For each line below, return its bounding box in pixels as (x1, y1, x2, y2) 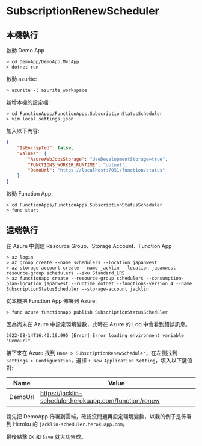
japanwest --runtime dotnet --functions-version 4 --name (44, 280, 192, 286)
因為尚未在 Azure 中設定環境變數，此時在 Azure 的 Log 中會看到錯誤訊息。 (6, 320, 191, 327)
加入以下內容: (6, 128, 40, 134)
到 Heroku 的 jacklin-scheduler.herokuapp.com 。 (6, 420, 128, 427)
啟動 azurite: (6, 75, 37, 82)
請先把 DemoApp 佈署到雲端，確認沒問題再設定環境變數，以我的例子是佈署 (6, 412, 192, 420)
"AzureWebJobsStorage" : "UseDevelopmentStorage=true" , (28, 156, 168, 162)
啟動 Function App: (6, 190, 53, 197)
